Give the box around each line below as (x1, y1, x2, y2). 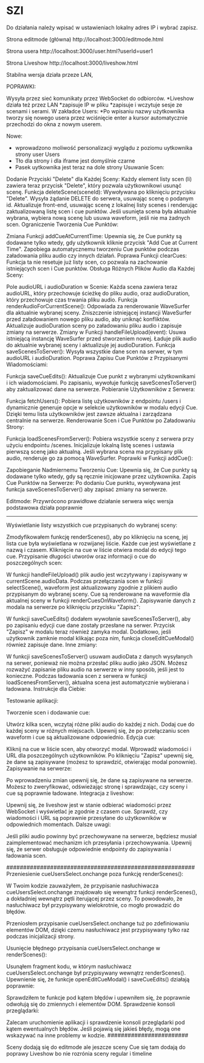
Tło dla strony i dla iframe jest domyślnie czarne (15, 157, 135, 164)
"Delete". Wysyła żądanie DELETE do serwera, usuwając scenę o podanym (6, 194, 194, 202)
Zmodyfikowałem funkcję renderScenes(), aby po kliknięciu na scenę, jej (6, 533, 188, 540)
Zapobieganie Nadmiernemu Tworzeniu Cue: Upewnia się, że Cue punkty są (6, 466, 197, 473)
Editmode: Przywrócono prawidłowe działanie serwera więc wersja (6, 497, 174, 504)
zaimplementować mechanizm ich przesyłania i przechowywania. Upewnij (6, 839, 192, 846)
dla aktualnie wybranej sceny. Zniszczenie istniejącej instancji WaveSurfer (6, 309, 192, 316)
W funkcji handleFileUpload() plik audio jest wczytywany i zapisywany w (6, 571, 188, 578)
